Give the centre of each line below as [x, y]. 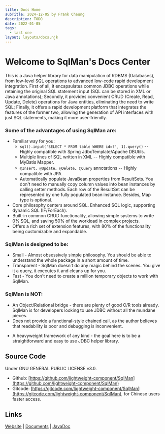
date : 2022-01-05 [23, 24]
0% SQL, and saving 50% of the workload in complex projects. [76, 221]
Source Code [25, 357]
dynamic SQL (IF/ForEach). [40, 210]
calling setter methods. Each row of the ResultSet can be [77, 190]
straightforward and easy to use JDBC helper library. [66, 341]
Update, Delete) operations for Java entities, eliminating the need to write [80, 101]
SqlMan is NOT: [24, 294]
